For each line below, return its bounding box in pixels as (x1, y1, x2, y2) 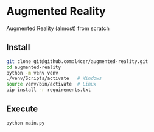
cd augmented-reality (6, 64, 61, 70)
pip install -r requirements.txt (6, 87, 91, 93)
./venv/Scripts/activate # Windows (6, 75, 102, 82)
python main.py (6, 120, 45, 126)
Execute (6, 104, 38, 114)
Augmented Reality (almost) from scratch (6, 24, 110, 32)
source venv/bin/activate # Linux (6, 81, 97, 87)
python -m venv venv (6, 70, 59, 76)
